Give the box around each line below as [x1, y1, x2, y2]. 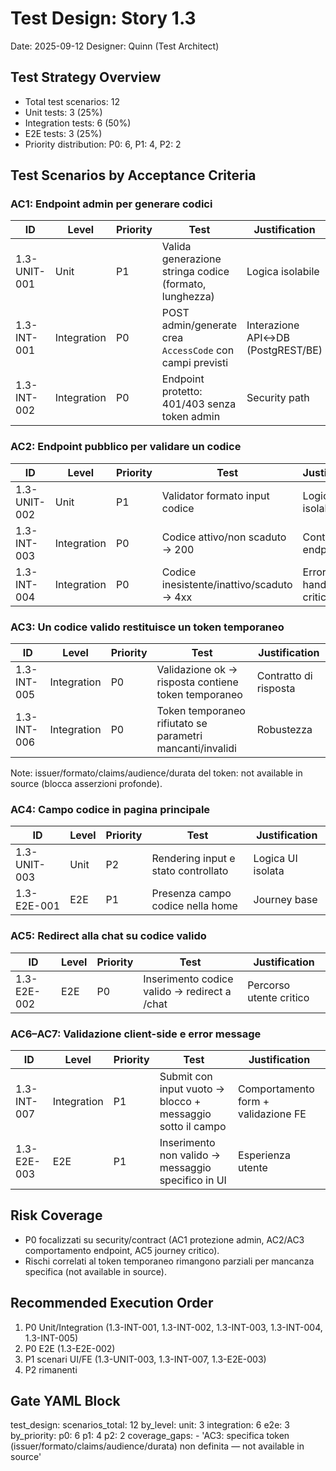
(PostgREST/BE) [246, 343, 323, 357]
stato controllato [151, 864, 229, 878]
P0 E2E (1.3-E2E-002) [24, 1342, 116, 1354]
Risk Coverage [10, 1207, 103, 1224]
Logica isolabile [246, 265, 320, 279]
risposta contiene [156, 675, 239, 689]
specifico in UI [159, 1173, 227, 1187]
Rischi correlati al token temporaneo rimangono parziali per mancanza [24, 1255, 315, 1267]
